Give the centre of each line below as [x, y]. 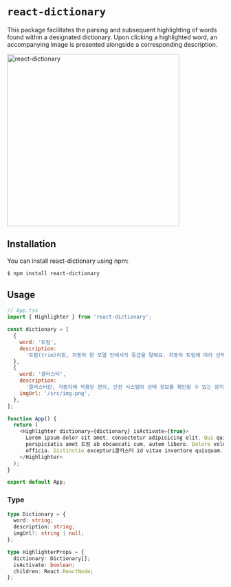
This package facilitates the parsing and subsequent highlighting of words [112, 30]
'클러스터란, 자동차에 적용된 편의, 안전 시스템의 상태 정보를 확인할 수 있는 [118, 387]
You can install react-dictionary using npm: [68, 261]
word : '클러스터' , [43, 374]
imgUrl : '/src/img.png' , [55, 393]
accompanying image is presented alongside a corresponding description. [112, 44]
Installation [32, 244]
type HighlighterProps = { [46, 552]
